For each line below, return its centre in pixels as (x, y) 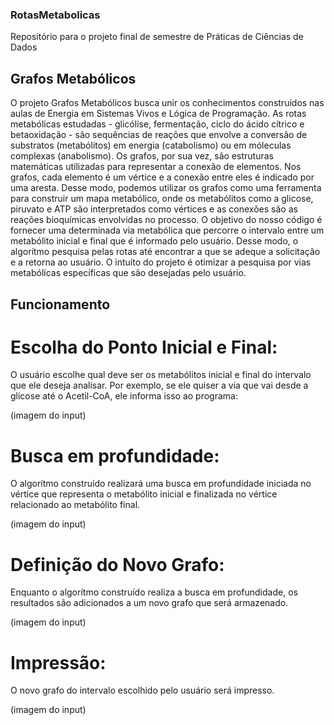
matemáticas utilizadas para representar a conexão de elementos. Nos (156, 167)
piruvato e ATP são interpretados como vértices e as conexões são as (154, 209)
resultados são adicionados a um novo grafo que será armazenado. (149, 603)
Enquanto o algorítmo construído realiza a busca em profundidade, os (154, 592)
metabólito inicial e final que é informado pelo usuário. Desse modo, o (154, 241)
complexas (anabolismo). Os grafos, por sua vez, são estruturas (142, 156)
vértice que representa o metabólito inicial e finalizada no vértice (144, 494)
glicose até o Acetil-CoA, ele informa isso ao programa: (124, 396)
